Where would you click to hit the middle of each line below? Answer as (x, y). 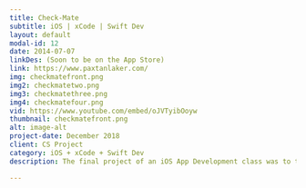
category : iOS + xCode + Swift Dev (77, 153)
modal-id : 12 (34, 43)
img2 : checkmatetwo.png (55, 85)
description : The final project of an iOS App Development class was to (150, 161)
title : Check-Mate (44, 18)
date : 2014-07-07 (42, 52)
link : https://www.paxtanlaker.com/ (79, 69)
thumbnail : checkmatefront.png (69, 119)
